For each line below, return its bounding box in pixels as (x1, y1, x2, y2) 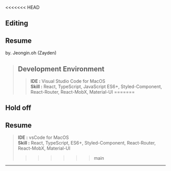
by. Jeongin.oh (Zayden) (5, 50, 57, 56)
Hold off (5, 104, 32, 112)
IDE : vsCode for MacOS (17, 134, 69, 140)
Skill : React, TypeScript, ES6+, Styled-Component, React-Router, (17, 140, 156, 146)
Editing (5, 19, 28, 27)
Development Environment (17, 65, 105, 73)
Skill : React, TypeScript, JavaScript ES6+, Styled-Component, (30, 83, 162, 90)
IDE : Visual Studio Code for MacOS (30, 78, 105, 84)
